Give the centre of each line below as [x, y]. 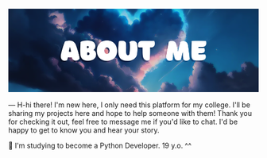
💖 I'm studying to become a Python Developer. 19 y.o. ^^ [100, 145]
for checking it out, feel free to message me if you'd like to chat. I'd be [123, 121]
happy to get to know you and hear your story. [84, 130]
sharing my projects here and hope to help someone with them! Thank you [130, 113]
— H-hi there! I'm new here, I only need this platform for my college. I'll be [129, 105]
